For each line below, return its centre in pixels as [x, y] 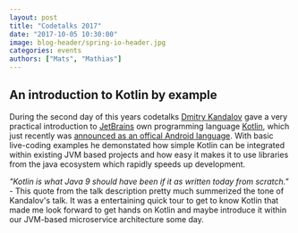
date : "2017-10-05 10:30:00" [64, 34]
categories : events [46, 51]
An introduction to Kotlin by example [113, 95]
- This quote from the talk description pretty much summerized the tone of [147, 191]
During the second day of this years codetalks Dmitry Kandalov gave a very [149, 116]
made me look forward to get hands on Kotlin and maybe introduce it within [148, 210]
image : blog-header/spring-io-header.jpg [88, 42]
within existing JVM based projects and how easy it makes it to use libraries [149, 154]
